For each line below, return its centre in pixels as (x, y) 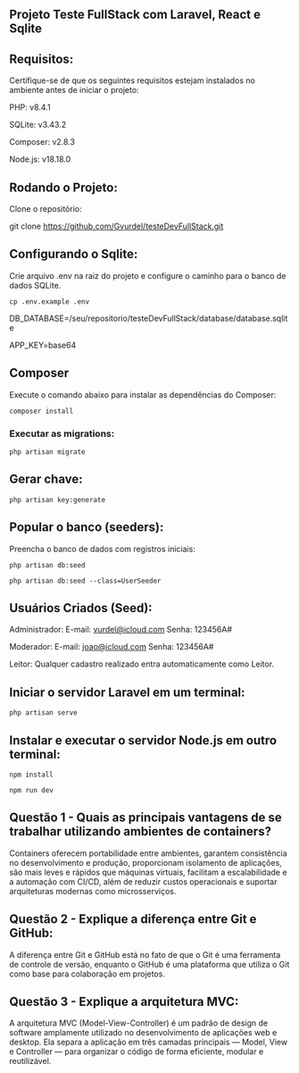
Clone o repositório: (46, 209)
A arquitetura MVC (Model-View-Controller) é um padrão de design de (139, 1023)
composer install (42, 411)
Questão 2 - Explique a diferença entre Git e (133, 919)
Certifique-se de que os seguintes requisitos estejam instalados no (133, 80)
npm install (31, 775)
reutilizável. (30, 1061)
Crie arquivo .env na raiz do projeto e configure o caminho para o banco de (148, 275)
